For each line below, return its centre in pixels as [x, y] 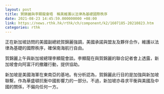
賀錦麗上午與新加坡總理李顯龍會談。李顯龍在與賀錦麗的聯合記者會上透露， [80, 58]
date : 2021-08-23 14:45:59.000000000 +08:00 [51, 18]
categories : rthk [23, 28]
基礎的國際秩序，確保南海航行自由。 [50, 48]
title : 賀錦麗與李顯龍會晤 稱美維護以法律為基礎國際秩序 [56, 14]
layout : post [18, 9]
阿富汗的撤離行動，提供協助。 [52, 64]
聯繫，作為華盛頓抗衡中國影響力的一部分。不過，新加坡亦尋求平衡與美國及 [80, 81]
